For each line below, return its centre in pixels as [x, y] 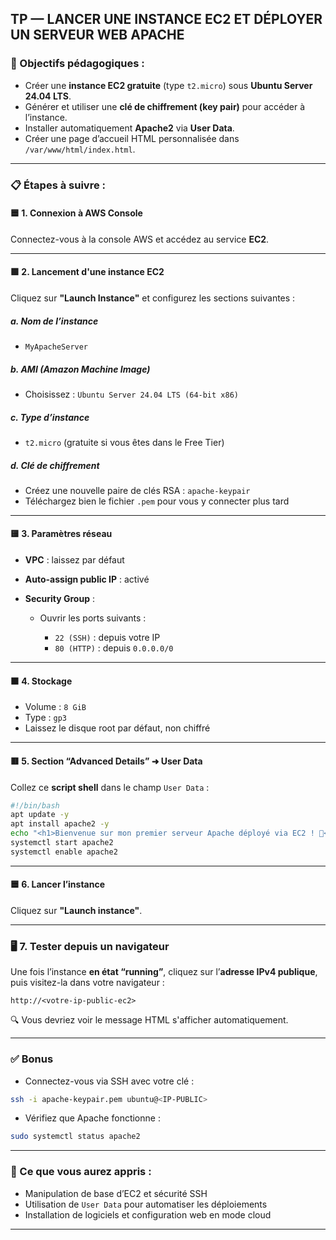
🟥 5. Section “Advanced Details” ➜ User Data [106, 761]
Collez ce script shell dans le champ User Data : [110, 787]
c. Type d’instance [50, 417]
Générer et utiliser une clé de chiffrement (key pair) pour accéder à [165, 106]
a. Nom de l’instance [54, 321]
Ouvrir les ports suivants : [93, 618]
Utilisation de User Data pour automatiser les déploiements [146, 1204]
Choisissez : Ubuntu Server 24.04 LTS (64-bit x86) [131, 394]
